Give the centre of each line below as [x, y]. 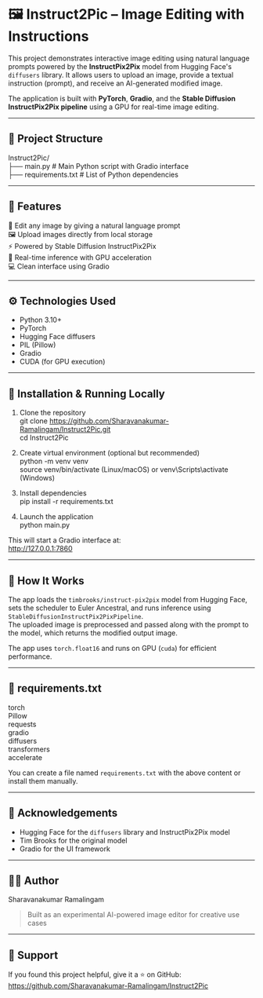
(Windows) [37, 478]
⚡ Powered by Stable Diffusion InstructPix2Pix [82, 246]
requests [22, 724]
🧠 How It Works [46, 581]
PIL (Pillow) [38, 345]
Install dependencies [53, 493]
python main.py [45, 525]
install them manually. [43, 780]
